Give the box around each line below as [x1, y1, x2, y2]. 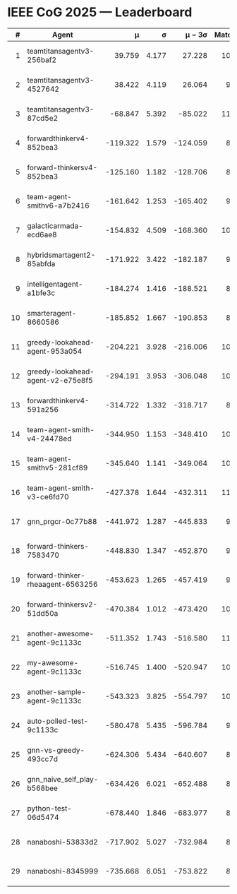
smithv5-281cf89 [27, 463, 88, 472]
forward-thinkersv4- [27, 162, 97, 172]
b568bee [27, 783, 59, 793]
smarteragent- [27, 308, 77, 318]
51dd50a [27, 608, 59, 618]
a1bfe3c [27, 287, 56, 297]
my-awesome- [27, 657, 79, 667]
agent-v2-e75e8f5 [27, 375, 93, 385]
